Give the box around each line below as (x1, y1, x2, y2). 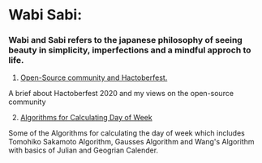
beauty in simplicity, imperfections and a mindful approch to (8, 44, 251, 56)
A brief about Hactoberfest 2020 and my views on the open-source (8, 89, 234, 98)
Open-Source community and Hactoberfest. (19, 73, 168, 82)
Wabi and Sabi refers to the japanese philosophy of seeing (8, 35, 243, 46)
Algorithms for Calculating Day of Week (19, 113, 152, 123)
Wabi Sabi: (8, 6, 83, 24)
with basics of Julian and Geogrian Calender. (8, 145, 159, 155)
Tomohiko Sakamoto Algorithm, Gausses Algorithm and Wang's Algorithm (8, 137, 255, 147)
